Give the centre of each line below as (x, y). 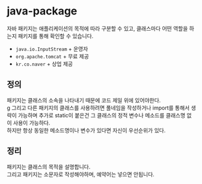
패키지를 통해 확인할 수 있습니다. (56, 36)
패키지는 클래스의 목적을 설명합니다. (49, 167)
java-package (42, 11)
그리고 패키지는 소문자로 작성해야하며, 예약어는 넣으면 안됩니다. (81, 174)
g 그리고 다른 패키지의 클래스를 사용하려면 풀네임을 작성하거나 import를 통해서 (98, 108)
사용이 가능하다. (32, 123)
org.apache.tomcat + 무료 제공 (52, 56)
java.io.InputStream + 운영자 (52, 49)
